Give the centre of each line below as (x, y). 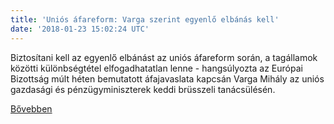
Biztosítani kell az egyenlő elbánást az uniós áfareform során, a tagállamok (164, 57)
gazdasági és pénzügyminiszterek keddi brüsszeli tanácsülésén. (143, 89)
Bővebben (31, 108)
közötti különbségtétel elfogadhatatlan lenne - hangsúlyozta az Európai (156, 68)
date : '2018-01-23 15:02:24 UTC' (80, 29)
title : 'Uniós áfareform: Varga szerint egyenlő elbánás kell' (145, 19)
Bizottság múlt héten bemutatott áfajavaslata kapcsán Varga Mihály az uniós (167, 78)
